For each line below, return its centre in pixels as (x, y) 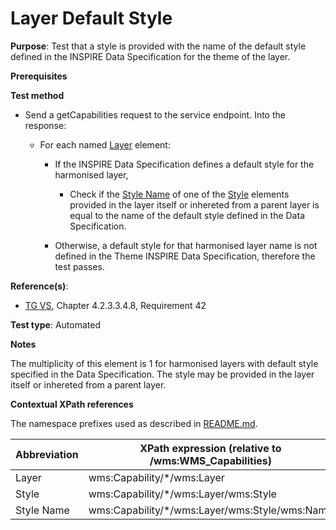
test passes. (79, 266)
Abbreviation (47, 454)
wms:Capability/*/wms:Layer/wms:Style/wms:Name (210, 510)
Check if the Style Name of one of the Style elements (179, 194)
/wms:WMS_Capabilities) (210, 460)
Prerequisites (39, 76)
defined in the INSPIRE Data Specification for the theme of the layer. (150, 56)
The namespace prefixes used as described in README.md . (134, 423)
